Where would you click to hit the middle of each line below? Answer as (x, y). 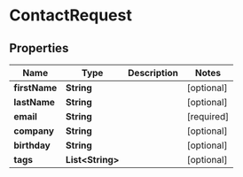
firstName (35, 88)
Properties (39, 48)
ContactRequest (71, 15)
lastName (35, 102)
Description (153, 73)
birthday (32, 145)
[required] (208, 116)
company (34, 131)
